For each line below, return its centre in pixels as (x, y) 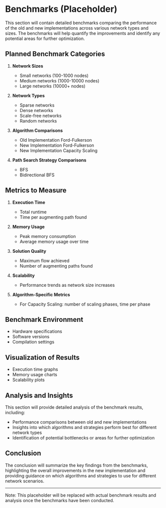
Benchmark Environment (44, 319)
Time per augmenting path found (53, 217)
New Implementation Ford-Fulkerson (57, 145)
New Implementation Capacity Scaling (59, 150)
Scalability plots (28, 380)
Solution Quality (29, 251)
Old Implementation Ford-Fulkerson (56, 140)
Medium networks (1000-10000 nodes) (60, 80)
